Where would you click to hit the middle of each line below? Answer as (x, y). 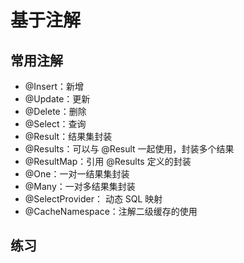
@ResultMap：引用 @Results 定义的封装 (108, 161)
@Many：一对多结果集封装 (80, 186)
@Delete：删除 (55, 111)
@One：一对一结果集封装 (77, 174)
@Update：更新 (57, 99)
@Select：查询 (55, 124)
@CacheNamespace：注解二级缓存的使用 (111, 211)
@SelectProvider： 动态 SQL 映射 (93, 199)
